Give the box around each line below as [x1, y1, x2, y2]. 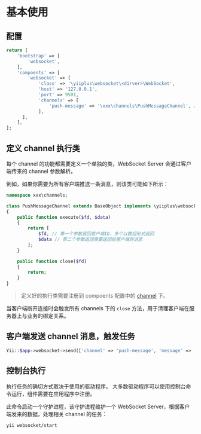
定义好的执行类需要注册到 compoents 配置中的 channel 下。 [20, 292, 169, 299]
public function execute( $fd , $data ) [17, 214, 111, 220]
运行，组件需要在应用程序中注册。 [11, 390, 96, 398]
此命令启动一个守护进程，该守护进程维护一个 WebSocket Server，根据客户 [6, 403, 190, 410]
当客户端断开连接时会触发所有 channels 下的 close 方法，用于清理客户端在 [6, 305, 190, 312]
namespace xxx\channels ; [6, 192, 68, 198]
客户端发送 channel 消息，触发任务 [6, 331, 135, 341]
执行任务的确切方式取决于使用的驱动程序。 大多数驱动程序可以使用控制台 [6, 383, 186, 390]
